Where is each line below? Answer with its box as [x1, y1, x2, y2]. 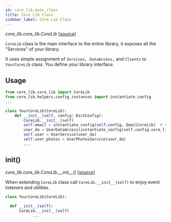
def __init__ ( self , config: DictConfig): [14, 113, 103, 118]
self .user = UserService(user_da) [23, 132, 97, 137]
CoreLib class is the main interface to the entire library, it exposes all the [5, 41, 156, 47]
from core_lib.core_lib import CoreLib [5, 90, 90, 95]
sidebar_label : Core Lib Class [5, 17, 72, 22]
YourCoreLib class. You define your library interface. [5, 62, 115, 68]
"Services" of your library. [5, 46, 60, 52]
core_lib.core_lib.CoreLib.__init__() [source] [5, 169, 95, 175]
